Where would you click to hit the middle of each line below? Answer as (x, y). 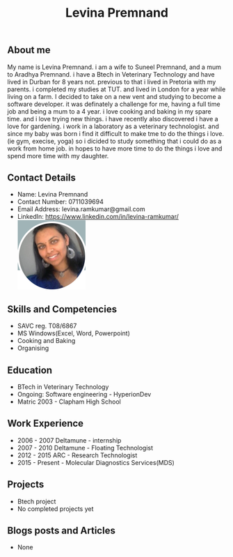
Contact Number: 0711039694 (61, 202)
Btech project (37, 501)
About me (29, 50)
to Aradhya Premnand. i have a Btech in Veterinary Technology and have (111, 74)
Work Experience (46, 424)
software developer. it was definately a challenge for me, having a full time (114, 104)
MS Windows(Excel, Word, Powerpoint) (73, 333)
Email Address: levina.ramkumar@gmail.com (81, 209)
